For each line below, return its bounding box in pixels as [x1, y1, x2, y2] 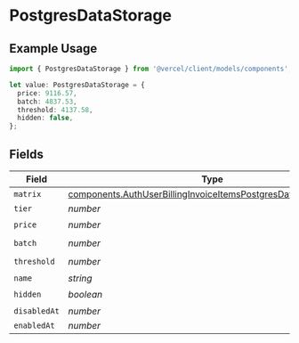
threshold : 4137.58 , [17, 105, 93, 114]
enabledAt [13, 320, 55, 331]
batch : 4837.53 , [17, 97, 77, 106]
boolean [68, 289, 103, 301]
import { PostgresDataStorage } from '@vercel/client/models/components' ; [9, 64, 293, 73]
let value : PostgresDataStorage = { [9, 80, 145, 89]
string [68, 272, 93, 284]
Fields [9, 146, 44, 161]
